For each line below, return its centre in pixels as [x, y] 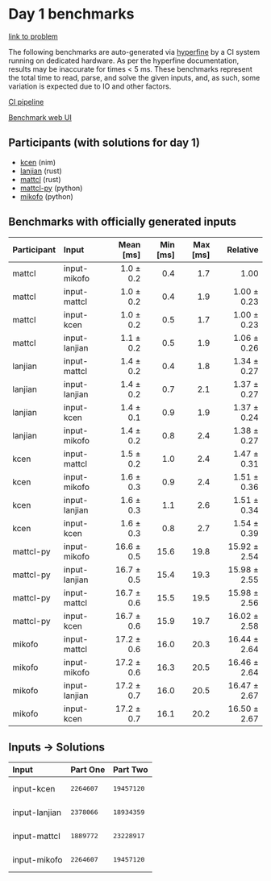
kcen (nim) [38, 162]
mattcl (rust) [41, 179]
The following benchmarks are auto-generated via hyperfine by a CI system [134, 52]
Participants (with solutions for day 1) [104, 143]
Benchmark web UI [40, 117]
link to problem [33, 36]
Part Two [130, 770]
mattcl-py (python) [51, 188]
